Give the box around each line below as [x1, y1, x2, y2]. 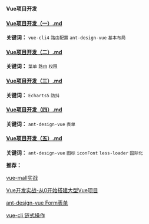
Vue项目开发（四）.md [6, 106, 62, 113]
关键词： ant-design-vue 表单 [6, 120, 75, 127]
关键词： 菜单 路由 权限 [6, 62, 58, 70]
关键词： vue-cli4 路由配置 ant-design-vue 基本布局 [6, 34, 126, 41]
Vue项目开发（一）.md [6, 19, 62, 27]
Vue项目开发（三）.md [6, 77, 62, 84]
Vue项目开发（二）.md [6, 48, 62, 55]
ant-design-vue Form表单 [6, 199, 68, 206]
